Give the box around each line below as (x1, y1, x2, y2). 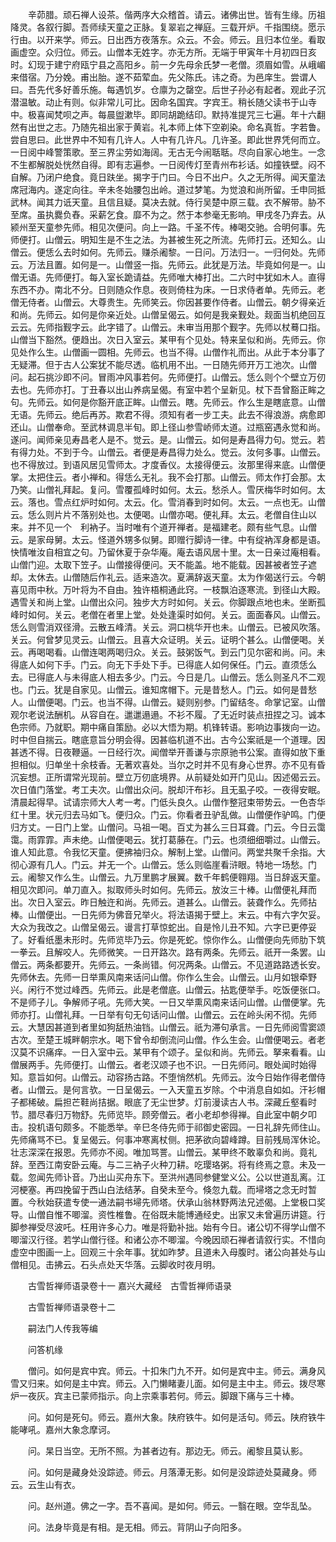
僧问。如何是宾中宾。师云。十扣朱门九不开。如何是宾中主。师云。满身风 (27, 1365, 326, 1377)
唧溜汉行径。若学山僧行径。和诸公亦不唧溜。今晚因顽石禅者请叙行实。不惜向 (10, 1234, 326, 1245)
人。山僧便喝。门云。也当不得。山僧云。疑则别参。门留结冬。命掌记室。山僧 (10, 696, 326, 708)
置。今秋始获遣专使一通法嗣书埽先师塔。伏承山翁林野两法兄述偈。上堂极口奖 (10, 1196, 326, 1208)
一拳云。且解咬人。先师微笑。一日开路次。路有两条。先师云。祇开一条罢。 (10, 946, 317, 958)
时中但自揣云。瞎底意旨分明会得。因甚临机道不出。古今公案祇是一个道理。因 (10, 734, 326, 745)
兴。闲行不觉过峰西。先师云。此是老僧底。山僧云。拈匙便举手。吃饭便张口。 (10, 984, 326, 995)
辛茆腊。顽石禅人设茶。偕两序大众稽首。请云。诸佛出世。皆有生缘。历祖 (27, 9, 326, 20)
